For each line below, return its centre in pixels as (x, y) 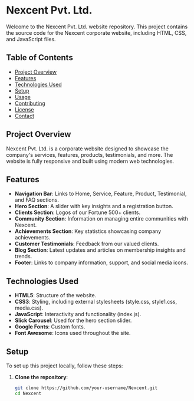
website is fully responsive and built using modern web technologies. (90, 161)
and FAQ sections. (37, 200)
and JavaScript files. (31, 39)
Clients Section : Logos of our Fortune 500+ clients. (78, 212)
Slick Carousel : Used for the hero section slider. (73, 321)
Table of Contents (40, 57)
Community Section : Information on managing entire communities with (101, 219)
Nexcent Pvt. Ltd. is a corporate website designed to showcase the (88, 149)
